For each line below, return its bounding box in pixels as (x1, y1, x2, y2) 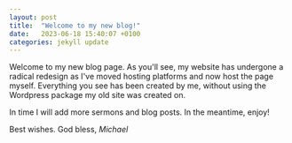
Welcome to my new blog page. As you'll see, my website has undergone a (9, 62, 284, 72)
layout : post (9, 12, 58, 22)
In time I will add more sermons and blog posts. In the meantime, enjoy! (9, 107, 271, 117)
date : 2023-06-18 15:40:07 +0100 (9, 29, 141, 38)
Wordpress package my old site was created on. (9, 90, 186, 101)
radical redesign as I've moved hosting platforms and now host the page (9, 71, 273, 82)
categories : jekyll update (9, 37, 109, 47)
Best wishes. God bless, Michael (9, 124, 129, 135)
